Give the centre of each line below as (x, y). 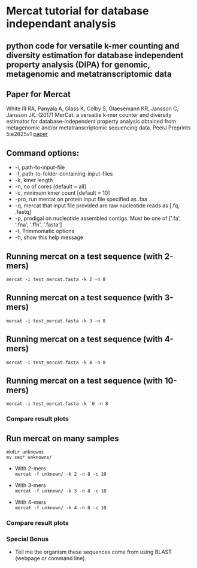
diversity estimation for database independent (95, 55)
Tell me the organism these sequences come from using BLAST (93, 552)
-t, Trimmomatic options (45, 231)
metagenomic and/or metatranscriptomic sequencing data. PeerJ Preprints (99, 128)
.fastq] (23, 212)
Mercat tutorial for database (78, 11)
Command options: (43, 153)
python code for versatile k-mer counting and (93, 46)
